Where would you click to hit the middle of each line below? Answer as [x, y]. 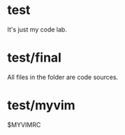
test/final [34, 58]
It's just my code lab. [37, 29]
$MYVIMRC [24, 125]
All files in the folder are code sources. [63, 77]
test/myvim [41, 105]
